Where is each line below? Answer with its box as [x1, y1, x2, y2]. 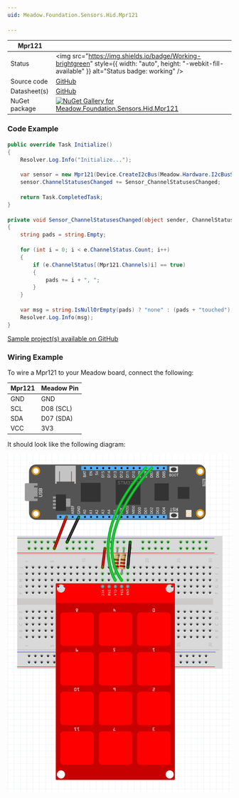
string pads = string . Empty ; [20, 232, 107, 239]
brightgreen [55, 59, 90, 68]
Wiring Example [7, 352, 64, 362]
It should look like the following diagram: [7, 440, 126, 448]
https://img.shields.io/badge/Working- [87, 52, 201, 61]
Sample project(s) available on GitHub [7, 334, 119, 343]
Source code [10, 77, 48, 85]
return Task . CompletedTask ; [20, 193, 103, 201]
